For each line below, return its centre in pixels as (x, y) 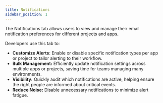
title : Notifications (27, 10)
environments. (27, 74)
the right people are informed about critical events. (64, 84)
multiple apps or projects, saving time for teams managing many (78, 69)
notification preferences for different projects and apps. (62, 34)
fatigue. (20, 95)
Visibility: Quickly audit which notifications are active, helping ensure (83, 79)
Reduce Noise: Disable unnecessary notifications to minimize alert (80, 90)
